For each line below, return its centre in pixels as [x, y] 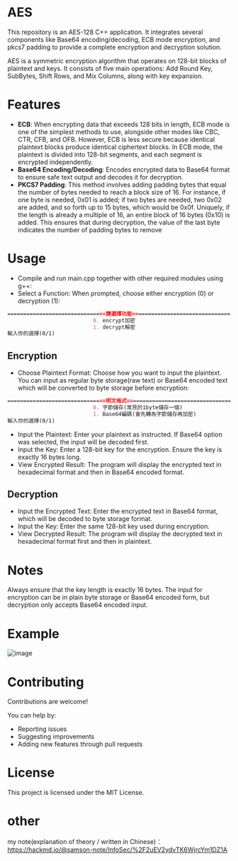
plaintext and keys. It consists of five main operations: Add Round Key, [110, 68]
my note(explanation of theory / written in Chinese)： [85, 842]
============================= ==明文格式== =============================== [119, 401]
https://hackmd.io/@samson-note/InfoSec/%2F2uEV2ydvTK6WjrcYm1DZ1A [118, 850]
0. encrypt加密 [114, 320]
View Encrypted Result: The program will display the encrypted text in [119, 464]
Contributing [46, 682]
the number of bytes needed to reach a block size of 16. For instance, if [121, 192]
